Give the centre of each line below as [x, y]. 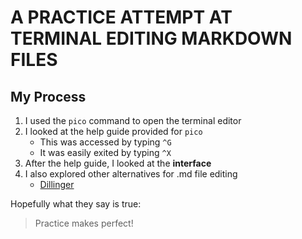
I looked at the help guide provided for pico [113, 131]
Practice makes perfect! [84, 223]
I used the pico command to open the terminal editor [133, 120]
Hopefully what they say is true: [76, 204]
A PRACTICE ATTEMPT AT [121, 17]
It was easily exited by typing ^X [105, 152]
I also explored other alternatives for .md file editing [131, 174]
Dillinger [57, 184]
